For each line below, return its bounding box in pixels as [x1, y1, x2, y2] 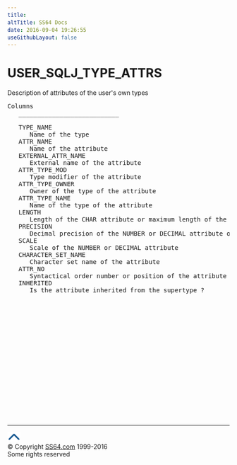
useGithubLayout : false [7, 34, 78, 41]
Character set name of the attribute [29, 258, 160, 266]
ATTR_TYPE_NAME [18, 195, 71, 202]
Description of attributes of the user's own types [7, 88, 149, 97]
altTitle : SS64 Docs [7, 18, 68, 26]
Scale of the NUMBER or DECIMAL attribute [29, 244, 178, 252]
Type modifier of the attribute [29, 173, 142, 181]
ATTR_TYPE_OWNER [18, 180, 75, 188]
